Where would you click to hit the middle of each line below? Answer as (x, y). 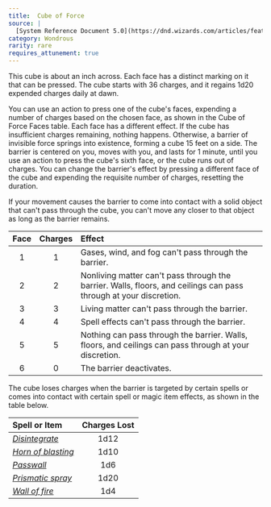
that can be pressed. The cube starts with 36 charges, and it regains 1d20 (131, 85)
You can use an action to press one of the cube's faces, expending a (122, 109)
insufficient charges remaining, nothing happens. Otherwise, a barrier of (128, 135)
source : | (25, 23)
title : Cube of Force (46, 16)
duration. (23, 186)
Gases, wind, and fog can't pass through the (164, 252)
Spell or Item (38, 425)
